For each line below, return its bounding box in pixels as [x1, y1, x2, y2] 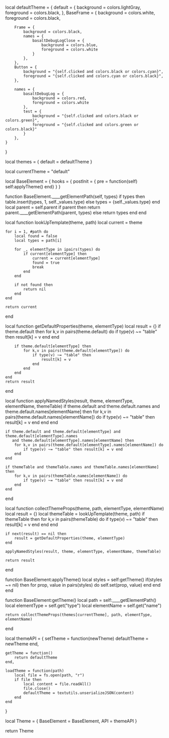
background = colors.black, [23, 29, 82, 34]
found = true [32, 260, 60, 265]
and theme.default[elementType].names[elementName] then [12, 438, 135, 443]
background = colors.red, [32, 96, 87, 101]
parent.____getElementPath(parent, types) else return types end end [5, 210, 147, 216]
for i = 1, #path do [5, 229, 49, 234]
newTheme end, [5, 641, 39, 647]
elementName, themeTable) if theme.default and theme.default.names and [5, 403, 160, 409]
